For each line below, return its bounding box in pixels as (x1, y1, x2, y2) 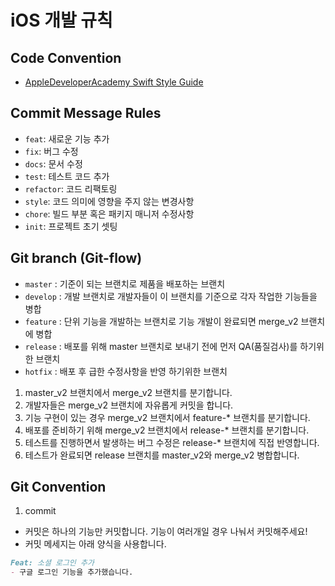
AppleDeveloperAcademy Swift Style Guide (24, 76, 204, 88)
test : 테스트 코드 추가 (24, 170, 110, 182)
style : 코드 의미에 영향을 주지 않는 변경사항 (24, 195, 195, 207)
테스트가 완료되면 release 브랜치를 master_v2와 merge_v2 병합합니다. (24, 449, 300, 461)
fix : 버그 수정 (24, 145, 79, 157)
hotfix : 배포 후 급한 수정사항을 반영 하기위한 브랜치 (24, 365, 228, 377)
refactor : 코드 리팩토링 (24, 182, 118, 195)
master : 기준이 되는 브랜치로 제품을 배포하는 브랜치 (24, 277, 226, 290)
